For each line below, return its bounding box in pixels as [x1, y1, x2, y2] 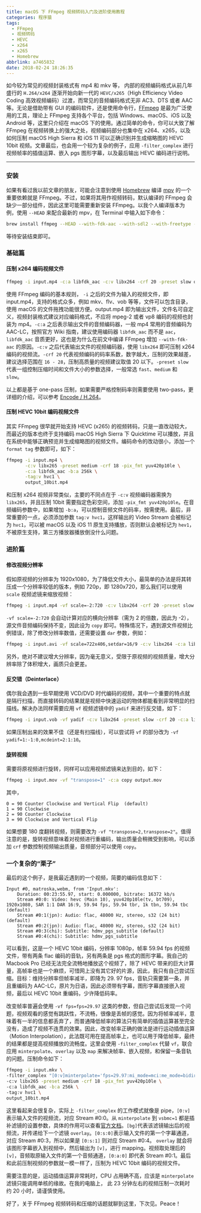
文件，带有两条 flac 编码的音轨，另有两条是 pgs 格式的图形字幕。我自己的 [6, 952, 188, 959]
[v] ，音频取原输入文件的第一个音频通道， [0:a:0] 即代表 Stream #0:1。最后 [6, 1152, 191, 1159]
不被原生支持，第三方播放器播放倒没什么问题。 [6, 529, 121, 536]
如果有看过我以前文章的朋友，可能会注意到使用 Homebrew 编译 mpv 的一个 [6, 186, 191, 193]
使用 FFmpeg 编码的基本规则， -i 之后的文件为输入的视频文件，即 [6, 290, 169, 297]
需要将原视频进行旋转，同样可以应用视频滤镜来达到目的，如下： [6, 765, 163, 773]
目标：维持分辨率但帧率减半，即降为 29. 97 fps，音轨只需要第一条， [16, 974, 185, 982]
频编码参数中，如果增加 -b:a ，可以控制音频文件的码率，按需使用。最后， [6, 506, 187, 514]
